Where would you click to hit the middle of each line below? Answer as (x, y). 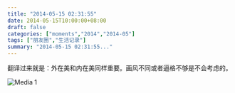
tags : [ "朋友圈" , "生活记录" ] (47, 40)
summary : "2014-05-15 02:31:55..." (60, 47)
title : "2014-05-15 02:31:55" (52, 14)
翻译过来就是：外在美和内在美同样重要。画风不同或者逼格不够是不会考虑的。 (120, 68)
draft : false (27, 27)
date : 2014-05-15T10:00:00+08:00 (57, 21)
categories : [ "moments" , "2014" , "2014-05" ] (71, 34)
